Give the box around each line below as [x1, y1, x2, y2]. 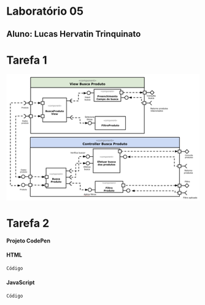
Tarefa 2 [6, 216, 50, 230]
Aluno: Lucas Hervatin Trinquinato [6, 29, 141, 39]
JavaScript [6, 279, 35, 286]
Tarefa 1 [6, 53, 47, 67]
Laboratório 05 [6, 4, 84, 18]
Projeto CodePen [6, 237, 51, 244]
